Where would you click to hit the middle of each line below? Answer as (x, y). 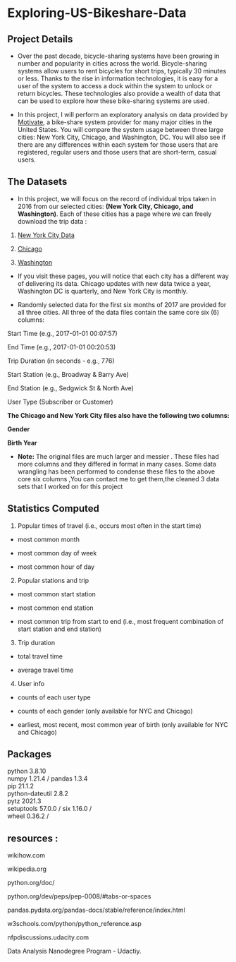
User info (31, 683)
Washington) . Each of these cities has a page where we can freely (114, 214)
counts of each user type (54, 697)
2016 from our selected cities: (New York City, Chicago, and (105, 206)
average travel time (45, 670)
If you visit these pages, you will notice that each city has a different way (123, 276)
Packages (29, 754)
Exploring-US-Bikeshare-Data (97, 13)
